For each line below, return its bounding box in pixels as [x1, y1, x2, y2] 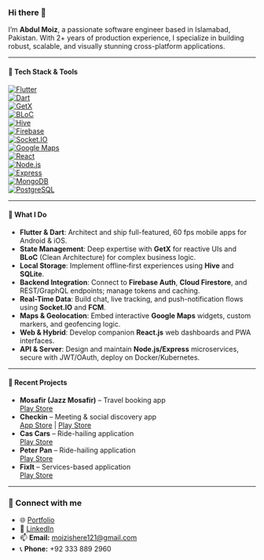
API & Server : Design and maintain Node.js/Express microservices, [19, 344, 240, 353]
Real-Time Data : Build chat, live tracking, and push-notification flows [19, 294, 244, 303]
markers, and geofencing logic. [19, 319, 121, 328]
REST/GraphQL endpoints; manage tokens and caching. [19, 286, 200, 295]
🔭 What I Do [8, 210, 47, 219]
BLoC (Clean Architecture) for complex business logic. [19, 252, 196, 262]
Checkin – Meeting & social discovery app [19, 412, 157, 421]
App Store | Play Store [19, 420, 92, 430]
